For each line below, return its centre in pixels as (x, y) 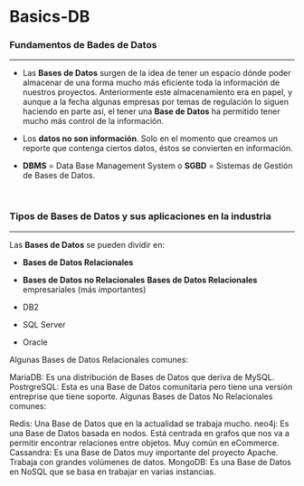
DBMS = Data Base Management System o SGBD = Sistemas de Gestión (157, 166)
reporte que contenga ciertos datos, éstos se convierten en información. (157, 148)
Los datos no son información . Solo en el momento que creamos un (150, 138)
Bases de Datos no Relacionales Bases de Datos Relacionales (140, 280)
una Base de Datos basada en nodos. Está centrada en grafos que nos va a (149, 433)
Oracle (35, 342)
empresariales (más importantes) (84, 289)
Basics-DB (50, 17)
